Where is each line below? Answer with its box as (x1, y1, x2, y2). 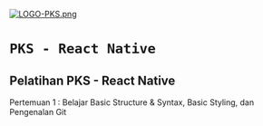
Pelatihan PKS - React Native (9, 73, 176, 88)
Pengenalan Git (9, 107, 67, 117)
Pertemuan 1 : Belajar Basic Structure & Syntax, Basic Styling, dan (9, 97, 255, 108)
